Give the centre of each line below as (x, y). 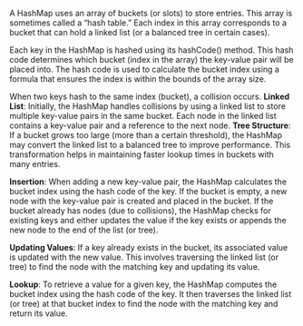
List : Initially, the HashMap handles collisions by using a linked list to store (147, 106)
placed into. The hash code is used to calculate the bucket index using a (144, 69)
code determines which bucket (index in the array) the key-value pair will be (151, 59)
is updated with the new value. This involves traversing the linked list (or (144, 257)
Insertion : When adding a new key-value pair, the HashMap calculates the (148, 182)
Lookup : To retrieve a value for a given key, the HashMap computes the (143, 284)
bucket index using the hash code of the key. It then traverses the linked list (151, 294)
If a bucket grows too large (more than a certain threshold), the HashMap (146, 135)
